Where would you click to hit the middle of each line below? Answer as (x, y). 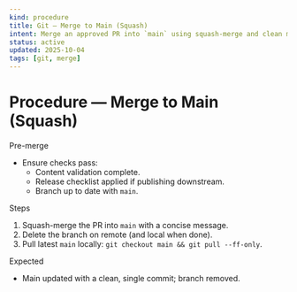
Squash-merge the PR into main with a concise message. (125, 225)
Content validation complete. (88, 172)
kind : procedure (39, 17)
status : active (37, 42)
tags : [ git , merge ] (45, 58)
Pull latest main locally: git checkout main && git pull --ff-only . (142, 243)
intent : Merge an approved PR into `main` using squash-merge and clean (146, 34)
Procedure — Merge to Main (114, 102)
